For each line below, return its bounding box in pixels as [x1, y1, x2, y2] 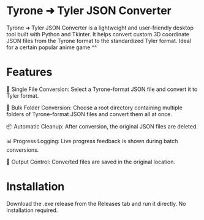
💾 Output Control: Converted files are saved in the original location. [6, 158, 176, 165]
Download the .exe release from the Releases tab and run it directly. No [6, 200, 186, 207]
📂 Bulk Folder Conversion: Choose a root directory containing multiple [6, 104, 183, 111]
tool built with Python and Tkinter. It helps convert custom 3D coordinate [6, 30, 190, 37]
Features [6, 65, 53, 79]
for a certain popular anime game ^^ [6, 44, 97, 51]
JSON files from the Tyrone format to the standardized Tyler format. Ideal [6, 37, 192, 44]
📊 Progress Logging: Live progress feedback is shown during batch [6, 137, 178, 144]
